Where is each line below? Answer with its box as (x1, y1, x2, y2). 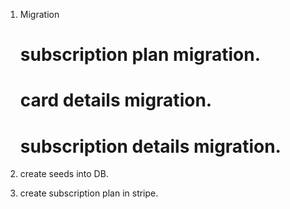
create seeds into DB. (19, 168, 109, 180)
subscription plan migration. (19, 44, 262, 66)
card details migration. (19, 89, 213, 112)
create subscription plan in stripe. (19, 187, 159, 199)
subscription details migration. (19, 135, 282, 158)
